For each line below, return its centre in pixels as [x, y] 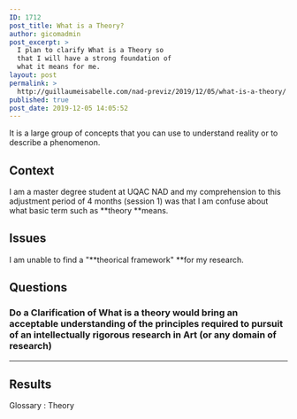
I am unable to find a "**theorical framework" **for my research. [127, 260]
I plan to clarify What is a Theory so [91, 50]
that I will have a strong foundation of [95, 58]
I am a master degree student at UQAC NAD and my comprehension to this [145, 192]
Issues [28, 239]
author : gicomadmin [45, 34]
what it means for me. [59, 67]
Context [32, 171]
